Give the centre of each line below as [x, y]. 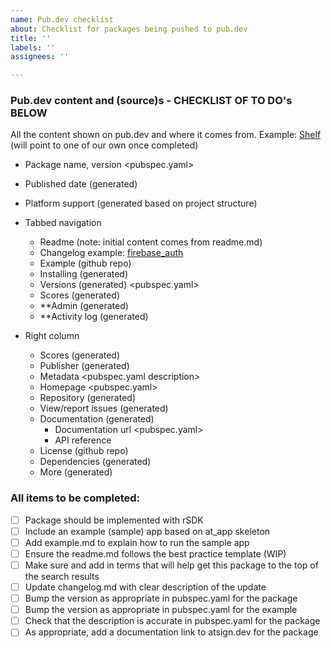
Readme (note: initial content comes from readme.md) [151, 242]
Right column [52, 336]
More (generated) [76, 472]
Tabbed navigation [63, 223]
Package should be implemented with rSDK [114, 520]
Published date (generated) [81, 184]
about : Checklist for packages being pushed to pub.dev [129, 29]
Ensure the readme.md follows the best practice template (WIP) [155, 553]
